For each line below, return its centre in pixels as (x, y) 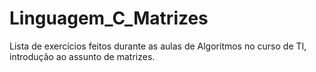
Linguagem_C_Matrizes (109, 18)
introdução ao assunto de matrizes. (82, 56)
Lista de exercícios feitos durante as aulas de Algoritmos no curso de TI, (158, 46)
